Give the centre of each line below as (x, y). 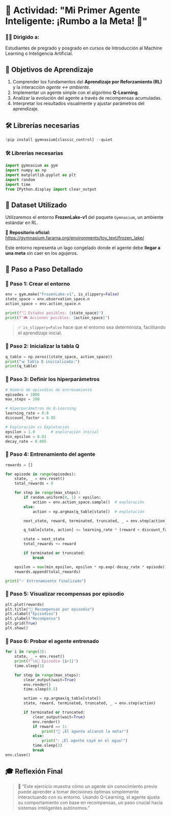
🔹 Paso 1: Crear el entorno (38, 283)
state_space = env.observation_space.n (48, 299)
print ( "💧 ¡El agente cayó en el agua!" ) (85, 741)
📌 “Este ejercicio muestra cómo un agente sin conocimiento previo (88, 786)
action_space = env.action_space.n (43, 304)
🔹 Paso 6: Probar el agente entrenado (52, 641)
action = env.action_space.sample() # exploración (88, 502)
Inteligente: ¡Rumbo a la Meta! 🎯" (76, 21)
